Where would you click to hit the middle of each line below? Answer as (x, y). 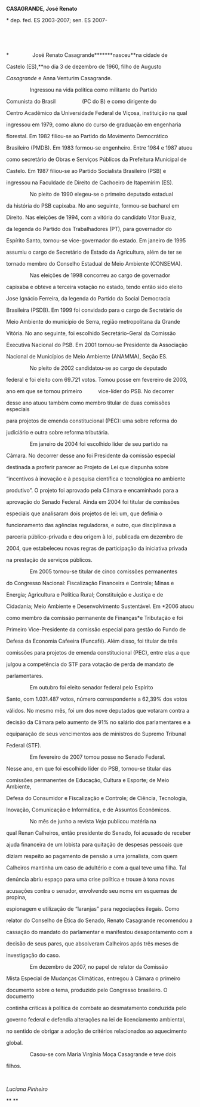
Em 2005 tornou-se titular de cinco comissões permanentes (104, 571)
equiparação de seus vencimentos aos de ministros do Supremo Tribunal (96, 734)
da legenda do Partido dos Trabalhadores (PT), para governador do (89, 229)
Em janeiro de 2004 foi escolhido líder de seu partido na (99, 444)
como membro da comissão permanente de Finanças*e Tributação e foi (95, 618)
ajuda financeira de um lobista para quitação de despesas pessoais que (95, 844)
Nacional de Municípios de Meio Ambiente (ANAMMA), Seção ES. (87, 356)
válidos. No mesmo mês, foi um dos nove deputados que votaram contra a (98, 711)
